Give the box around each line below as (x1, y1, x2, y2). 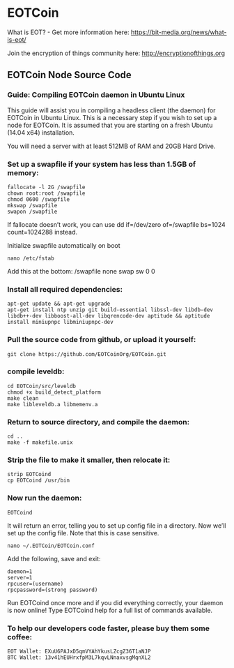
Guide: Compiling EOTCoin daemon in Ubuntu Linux (7, 90, 185, 100)
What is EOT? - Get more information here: (7, 28, 130, 36)
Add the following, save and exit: (7, 554, 101, 563)
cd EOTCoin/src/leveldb (7, 383, 77, 389)
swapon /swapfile (7, 208, 58, 215)
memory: (7, 168, 39, 177)
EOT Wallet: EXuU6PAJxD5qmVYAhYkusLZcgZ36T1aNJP (7, 648, 151, 655)
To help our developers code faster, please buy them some (7, 623, 210, 633)
